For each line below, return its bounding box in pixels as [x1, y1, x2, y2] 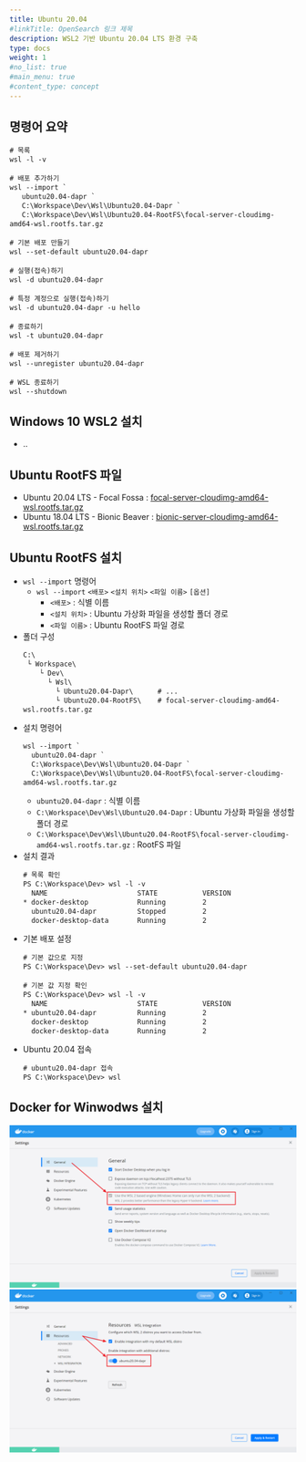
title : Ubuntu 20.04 [9, 15, 88, 24]
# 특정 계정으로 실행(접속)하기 [9, 294, 109, 303]
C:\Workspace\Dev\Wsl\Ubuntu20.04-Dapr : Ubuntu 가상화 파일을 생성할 [36, 807, 295, 817]
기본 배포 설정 [22, 933, 72, 944]
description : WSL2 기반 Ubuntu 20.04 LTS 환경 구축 [9, 34, 199, 43]
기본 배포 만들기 [17, 238, 70, 247]
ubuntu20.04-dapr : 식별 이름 [36, 795, 141, 806]
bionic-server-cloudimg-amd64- [156, 512, 279, 523]
